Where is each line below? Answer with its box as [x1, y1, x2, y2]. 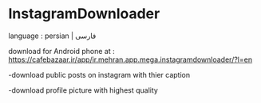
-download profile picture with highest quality [8, 85, 158, 95]
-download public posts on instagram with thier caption [8, 70, 190, 79]
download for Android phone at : [8, 46, 115, 55]
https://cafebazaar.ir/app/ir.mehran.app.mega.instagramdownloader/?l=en [8, 55, 253, 64]
